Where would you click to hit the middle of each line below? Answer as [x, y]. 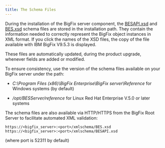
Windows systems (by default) [43, 88]
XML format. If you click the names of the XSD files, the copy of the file [77, 39]
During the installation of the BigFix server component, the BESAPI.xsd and [81, 24]
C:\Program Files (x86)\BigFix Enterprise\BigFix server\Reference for [82, 83]
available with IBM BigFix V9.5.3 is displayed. [51, 44]
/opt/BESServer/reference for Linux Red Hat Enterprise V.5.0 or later [81, 98]
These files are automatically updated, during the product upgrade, [73, 54]
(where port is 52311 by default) [37, 140]
